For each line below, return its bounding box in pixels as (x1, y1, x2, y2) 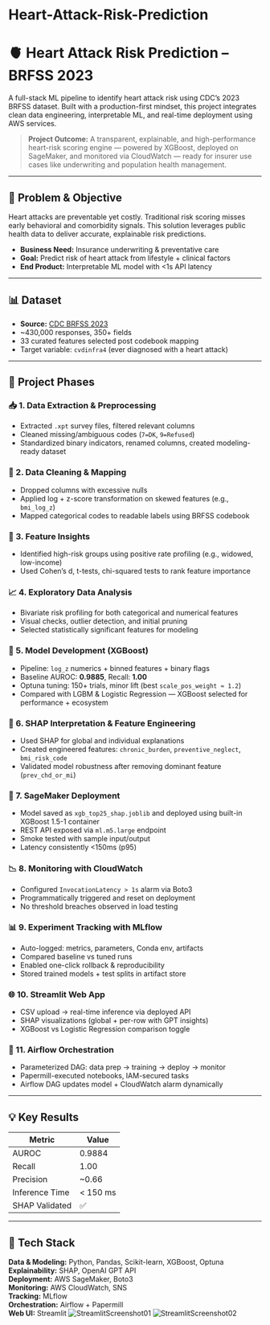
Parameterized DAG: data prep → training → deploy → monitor (19, 1062, 227, 1072)
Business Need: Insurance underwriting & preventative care (19, 244, 219, 254)
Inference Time (12, 1187, 70, 1198)
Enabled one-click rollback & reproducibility (19, 960, 165, 970)
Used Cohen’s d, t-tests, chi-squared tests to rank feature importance (19, 566, 251, 576)
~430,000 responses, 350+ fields (19, 327, 133, 337)
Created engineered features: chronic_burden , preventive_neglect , (19, 744, 241, 754)
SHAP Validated (12, 1200, 72, 1211)
